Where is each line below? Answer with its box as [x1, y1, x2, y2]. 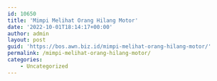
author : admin [7, 30, 50, 37]
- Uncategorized [20, 63, 69, 70]
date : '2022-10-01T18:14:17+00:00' [7, 23, 113, 30]
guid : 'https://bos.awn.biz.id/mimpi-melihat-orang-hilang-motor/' [7, 43, 212, 50]
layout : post [7, 37, 46, 44]
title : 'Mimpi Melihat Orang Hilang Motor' [7, 17, 139, 24]
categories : [7, 56, 43, 63]
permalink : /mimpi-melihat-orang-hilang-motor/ [7, 50, 152, 57]
